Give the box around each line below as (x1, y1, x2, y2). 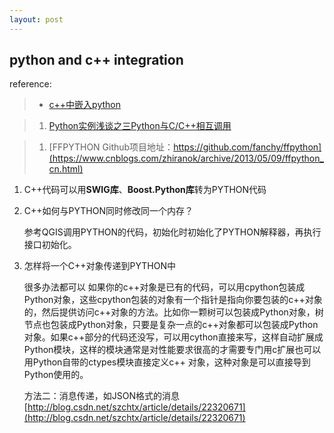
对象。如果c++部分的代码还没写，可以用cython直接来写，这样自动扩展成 (23, 331, 324, 343)
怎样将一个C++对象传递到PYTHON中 (23, 260, 176, 272)
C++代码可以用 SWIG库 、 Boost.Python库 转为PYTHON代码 (23, 184, 267, 196)
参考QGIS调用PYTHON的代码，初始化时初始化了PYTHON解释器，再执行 (23, 226, 322, 238)
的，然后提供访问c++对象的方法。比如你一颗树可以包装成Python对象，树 (23, 306, 324, 318)
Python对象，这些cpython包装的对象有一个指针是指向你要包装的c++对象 (23, 294, 323, 306)
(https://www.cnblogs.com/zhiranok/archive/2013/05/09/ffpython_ (48, 152, 324, 165)
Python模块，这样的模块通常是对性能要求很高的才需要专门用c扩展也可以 (23, 344, 322, 356)
